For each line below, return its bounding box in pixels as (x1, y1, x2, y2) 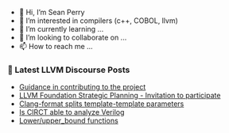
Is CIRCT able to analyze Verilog (18, 108, 125, 117)
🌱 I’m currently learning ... (18, 25, 104, 33)
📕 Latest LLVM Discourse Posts (7, 64, 130, 75)
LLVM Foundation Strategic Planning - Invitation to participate (18, 91, 221, 101)
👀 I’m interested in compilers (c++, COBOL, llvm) (18, 16, 178, 25)
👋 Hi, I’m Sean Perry (18, 8, 85, 17)
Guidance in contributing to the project (18, 82, 146, 92)
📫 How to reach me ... (18, 42, 93, 51)
